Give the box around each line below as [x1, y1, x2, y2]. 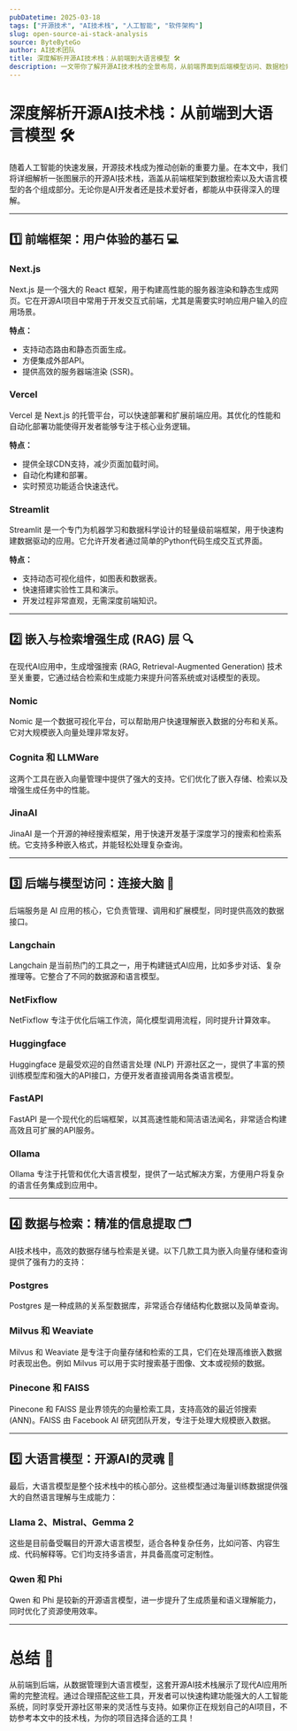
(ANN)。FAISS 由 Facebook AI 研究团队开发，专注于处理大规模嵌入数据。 [9, 1414, 276, 1426]
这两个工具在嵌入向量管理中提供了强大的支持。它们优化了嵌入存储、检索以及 [9, 773, 288, 784]
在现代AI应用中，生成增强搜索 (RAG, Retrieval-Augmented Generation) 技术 [9, 661, 283, 671]
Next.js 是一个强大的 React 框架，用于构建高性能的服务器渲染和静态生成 [9, 284, 271, 295]
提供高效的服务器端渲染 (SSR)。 [21, 366, 139, 376]
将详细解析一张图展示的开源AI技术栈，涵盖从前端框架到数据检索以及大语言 [9, 173, 280, 183]
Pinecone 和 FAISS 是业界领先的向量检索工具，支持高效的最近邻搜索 [9, 1403, 257, 1414]
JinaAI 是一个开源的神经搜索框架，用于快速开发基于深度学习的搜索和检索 [9, 828, 274, 838]
